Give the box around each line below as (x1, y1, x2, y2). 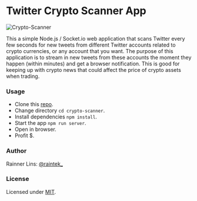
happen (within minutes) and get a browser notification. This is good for (6, 60, 180, 67)
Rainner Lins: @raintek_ (6, 160, 64, 167)
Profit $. (14, 132, 35, 139)
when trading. (6, 73, 40, 80)
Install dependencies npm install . (14, 113, 97, 120)
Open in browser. (14, 126, 57, 133)
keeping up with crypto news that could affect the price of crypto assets (6, 66, 181, 73)
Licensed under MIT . (6, 188, 56, 195)
